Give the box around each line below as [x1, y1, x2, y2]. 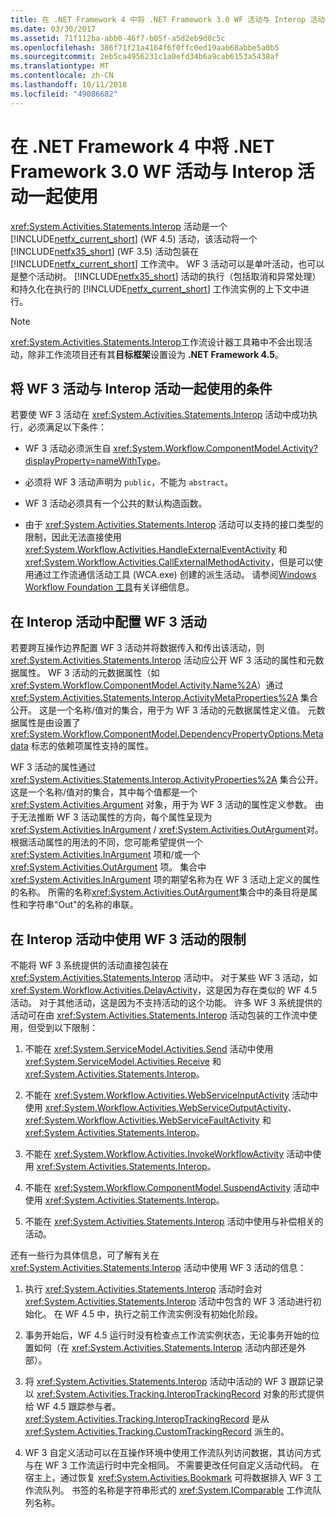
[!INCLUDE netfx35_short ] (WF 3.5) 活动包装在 [10, 245, 200, 257]
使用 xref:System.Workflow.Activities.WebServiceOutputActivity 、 [24, 1102, 297, 1113]
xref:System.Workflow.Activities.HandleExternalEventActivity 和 [24, 544, 288, 556]
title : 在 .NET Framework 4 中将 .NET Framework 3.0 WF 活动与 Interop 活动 [10, 14, 326, 25]
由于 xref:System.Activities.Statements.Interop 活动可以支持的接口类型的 [24, 519, 324, 531]
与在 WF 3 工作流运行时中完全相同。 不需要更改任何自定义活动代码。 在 [24, 1459, 320, 1471]
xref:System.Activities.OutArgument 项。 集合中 [10, 861, 207, 873]
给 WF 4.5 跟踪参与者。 [24, 1401, 122, 1412]
